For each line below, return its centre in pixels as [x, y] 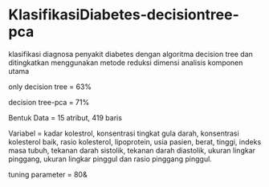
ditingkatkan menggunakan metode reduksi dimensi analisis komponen [126, 63]
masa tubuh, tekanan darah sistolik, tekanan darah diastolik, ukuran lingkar [132, 150]
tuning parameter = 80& [48, 174]
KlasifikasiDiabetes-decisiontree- [124, 15]
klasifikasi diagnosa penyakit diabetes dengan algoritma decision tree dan [130, 54]
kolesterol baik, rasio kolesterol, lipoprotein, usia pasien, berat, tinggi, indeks [135, 141]
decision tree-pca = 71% [49, 102]
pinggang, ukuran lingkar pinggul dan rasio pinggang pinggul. [110, 159]
